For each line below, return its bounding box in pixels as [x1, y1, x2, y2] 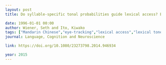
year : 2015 [5, 52, 28, 57]
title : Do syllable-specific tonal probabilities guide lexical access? [5, 12, 158, 17]
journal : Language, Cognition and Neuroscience [5, 34, 105, 39]
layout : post [5, 7, 32, 12]
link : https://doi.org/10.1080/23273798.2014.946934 [5, 43, 116, 48]
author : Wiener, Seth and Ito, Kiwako [5, 25, 85, 30]
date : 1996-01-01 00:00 [5, 21, 54, 26]
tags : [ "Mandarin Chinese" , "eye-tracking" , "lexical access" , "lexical [5, 30, 152, 35]
